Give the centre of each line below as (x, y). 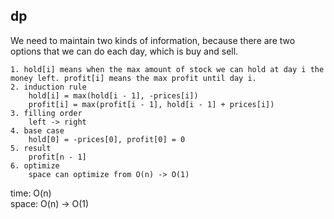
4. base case (37, 130)
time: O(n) (31, 193)
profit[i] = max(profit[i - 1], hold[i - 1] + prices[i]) (151, 104)
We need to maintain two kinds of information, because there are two (153, 40)
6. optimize (35, 165)
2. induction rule (48, 87)
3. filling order (46, 113)
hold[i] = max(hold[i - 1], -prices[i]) (113, 95)
